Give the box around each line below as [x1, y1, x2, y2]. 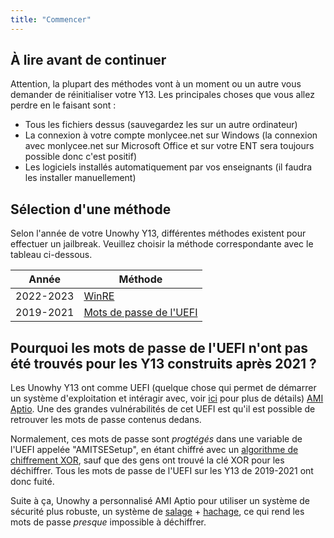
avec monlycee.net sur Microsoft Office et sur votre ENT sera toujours [24, 140, 315, 152]
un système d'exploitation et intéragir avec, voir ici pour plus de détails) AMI [10, 392, 324, 405]
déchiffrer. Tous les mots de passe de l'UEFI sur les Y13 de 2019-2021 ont [10, 465, 314, 477]
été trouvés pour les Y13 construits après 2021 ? [10, 355, 317, 372]
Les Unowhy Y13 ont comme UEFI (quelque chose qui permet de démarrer [10, 382, 317, 394]
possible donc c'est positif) [24, 151, 138, 163]
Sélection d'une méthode [10, 201, 172, 218]
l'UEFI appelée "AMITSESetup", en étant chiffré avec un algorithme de [10, 444, 299, 456]
